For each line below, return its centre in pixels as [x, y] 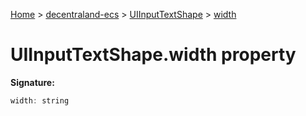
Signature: [32, 82]
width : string [40, 100]
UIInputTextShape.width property [153, 55]
